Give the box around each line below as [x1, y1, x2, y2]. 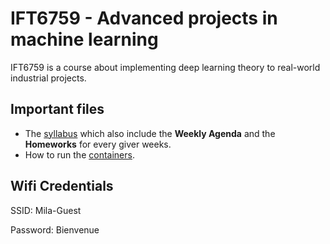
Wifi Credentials [10, 178, 114, 195]
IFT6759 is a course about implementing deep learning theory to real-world [10, 61, 321, 73]
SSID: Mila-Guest [10, 204, 82, 216]
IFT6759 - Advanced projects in [10, 7, 278, 30]
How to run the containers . [24, 148, 135, 161]
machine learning [10, 28, 159, 51]
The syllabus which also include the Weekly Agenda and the [24, 127, 276, 139]
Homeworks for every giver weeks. [24, 138, 172, 150]
